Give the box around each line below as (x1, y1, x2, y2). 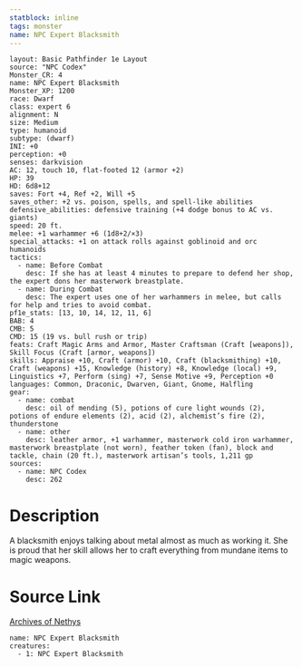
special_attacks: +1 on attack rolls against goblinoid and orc (9, 237, 258, 246)
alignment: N (9, 111, 59, 120)
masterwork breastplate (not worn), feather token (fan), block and (9, 443, 274, 453)
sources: (9, 459, 43, 469)
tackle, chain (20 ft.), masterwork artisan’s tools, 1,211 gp (9, 451, 254, 460)
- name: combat (17, 396, 75, 405)
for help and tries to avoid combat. (9, 301, 152, 310)
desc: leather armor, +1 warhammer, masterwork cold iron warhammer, (25, 436, 295, 445)
